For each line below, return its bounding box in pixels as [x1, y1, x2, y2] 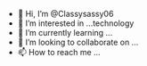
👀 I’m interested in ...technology [17, 18, 135, 29]
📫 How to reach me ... [17, 47, 101, 57]
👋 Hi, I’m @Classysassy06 [17, 9, 114, 19]
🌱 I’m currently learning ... [17, 28, 113, 37]
